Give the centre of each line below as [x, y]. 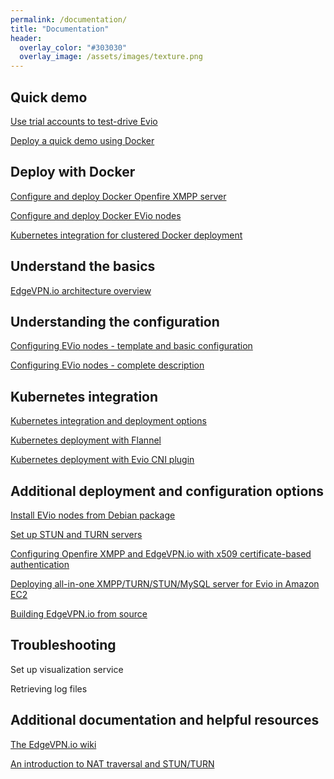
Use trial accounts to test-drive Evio [84, 121]
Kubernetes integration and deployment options [108, 421]
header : [26, 38]
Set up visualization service [67, 669]
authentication [40, 564]
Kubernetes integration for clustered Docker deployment [126, 235]
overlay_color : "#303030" [73, 47]
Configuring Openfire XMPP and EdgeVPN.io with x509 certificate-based [161, 554]
